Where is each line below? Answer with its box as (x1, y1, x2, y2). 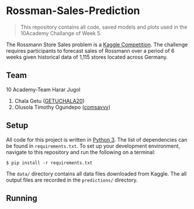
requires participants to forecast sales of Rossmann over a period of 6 (6, 47, 175, 54)
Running (6, 193, 38, 203)
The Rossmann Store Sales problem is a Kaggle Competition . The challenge (6, 41, 188, 48)
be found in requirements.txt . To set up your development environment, (6, 142, 180, 149)
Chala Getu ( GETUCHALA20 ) (14, 97, 85, 104)
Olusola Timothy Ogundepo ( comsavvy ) (14, 104, 111, 111)
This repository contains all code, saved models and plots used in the (20, 23, 188, 30)
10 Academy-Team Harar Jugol (6, 86, 81, 93)
